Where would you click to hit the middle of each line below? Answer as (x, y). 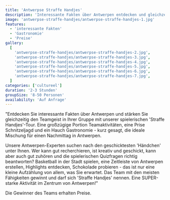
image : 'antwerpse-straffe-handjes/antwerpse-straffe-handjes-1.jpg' (80, 19)
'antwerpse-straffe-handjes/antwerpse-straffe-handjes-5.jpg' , (82, 66)
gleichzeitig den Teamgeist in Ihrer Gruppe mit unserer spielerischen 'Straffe (85, 119)
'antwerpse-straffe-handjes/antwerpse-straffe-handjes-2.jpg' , (82, 52)
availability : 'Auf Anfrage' (36, 99)
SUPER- (150, 178)
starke (12, 183)
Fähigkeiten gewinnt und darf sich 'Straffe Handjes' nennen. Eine (73, 178)
